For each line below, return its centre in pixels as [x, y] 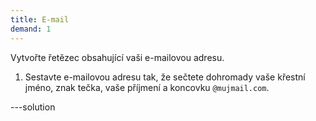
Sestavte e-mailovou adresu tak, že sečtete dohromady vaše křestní [165, 77]
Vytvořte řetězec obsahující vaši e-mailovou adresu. [117, 57]
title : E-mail [40, 19]
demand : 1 [31, 29]
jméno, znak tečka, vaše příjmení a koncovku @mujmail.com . [147, 87]
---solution [33, 107]
